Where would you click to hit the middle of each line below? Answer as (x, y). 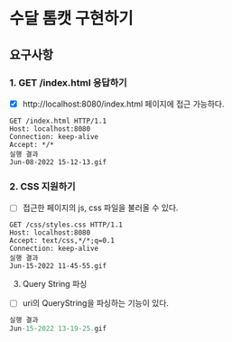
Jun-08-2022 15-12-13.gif (58, 162)
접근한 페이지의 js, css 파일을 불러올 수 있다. (100, 208)
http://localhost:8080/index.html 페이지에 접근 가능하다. (123, 104)
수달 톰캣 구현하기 (71, 18)
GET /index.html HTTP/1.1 (58, 121)
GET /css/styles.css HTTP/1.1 (66, 225)
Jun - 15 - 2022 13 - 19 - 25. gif (58, 329)
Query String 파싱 (55, 284)
